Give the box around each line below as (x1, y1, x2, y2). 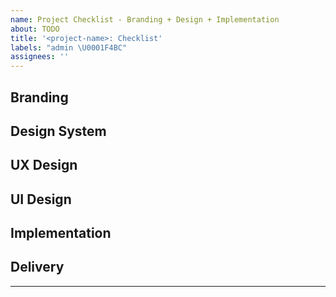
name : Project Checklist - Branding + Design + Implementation (10, 14, 280, 25)
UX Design (10, 157, 78, 174)
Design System (10, 122, 107, 140)
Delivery (10, 259, 65, 276)
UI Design (10, 191, 72, 208)
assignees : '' (10, 52, 70, 62)
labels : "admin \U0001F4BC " (10, 42, 128, 53)
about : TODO (10, 24, 60, 34)
